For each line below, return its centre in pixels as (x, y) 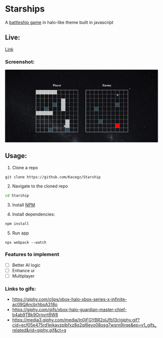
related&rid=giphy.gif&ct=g (39, 330)
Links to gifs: (21, 289)
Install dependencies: (33, 214)
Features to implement (32, 254)
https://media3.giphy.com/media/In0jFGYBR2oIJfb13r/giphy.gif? (76, 320)
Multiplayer (23, 276)
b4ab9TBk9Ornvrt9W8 (35, 315)
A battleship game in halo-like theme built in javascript (59, 22)
